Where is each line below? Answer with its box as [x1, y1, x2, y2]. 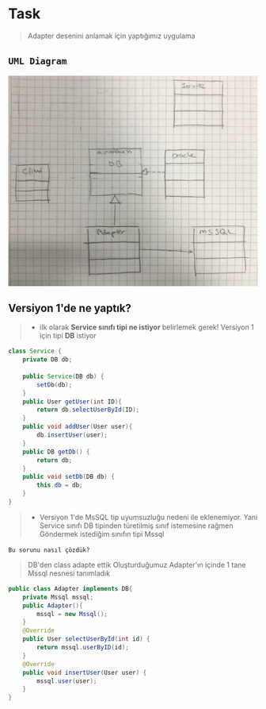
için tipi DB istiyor [39, 331, 97, 341]
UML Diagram [8, 56, 67, 67]
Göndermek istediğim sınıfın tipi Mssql [39, 529, 165, 538]
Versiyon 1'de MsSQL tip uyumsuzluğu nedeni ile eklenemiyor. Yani [39, 512, 258, 522]
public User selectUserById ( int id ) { [22, 635, 150, 643]
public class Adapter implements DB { [8, 584, 133, 592]
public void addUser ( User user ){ [22, 422, 133, 431]
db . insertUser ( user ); [36, 431, 108, 439]
